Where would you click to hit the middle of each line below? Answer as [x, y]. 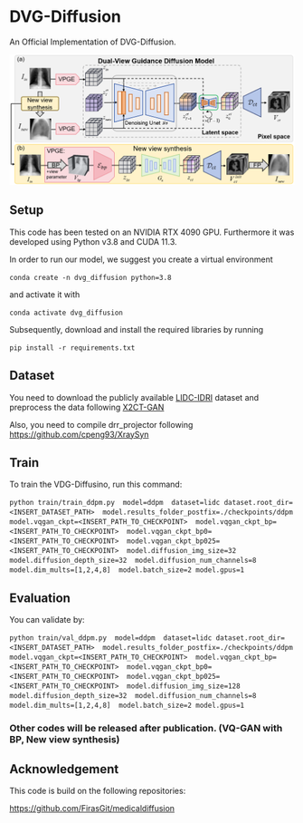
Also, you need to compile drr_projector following [101, 424]
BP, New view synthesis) [65, 740]
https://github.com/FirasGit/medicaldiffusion [92, 808]
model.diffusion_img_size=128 [184, 686]
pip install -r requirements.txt [72, 348]
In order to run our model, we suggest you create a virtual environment [141, 259]
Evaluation [40, 598]
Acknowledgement [64, 769]
